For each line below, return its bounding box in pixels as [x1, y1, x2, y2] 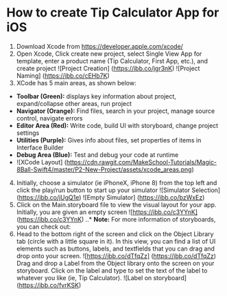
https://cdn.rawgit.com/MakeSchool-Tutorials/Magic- [66, 158, 217, 166]
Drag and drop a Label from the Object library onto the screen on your [16, 259, 215, 267]
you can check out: [16, 222, 71, 231]
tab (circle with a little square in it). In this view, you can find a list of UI [16, 237, 216, 245]
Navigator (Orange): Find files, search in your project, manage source [16, 107, 215, 115]
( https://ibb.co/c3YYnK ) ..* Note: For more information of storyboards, [16, 215, 216, 223]
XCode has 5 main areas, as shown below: [16, 78, 136, 87]
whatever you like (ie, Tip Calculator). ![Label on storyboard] [16, 273, 187, 282]
